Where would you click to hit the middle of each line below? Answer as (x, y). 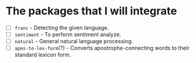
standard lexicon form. (42, 55)
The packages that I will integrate (91, 11)
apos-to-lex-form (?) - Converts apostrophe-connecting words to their (102, 48)
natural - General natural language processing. (74, 41)
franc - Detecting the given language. (62, 28)
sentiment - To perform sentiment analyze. (68, 34)
